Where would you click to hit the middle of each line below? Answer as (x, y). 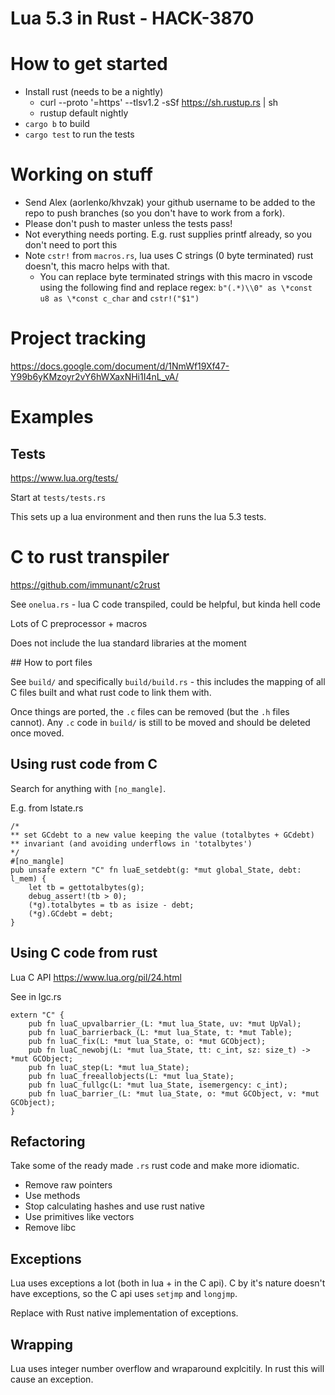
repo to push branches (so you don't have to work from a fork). (155, 213)
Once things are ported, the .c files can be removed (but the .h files (150, 711)
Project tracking (78, 338)
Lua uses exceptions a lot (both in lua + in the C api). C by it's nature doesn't (168, 1283)
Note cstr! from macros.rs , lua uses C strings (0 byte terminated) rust (169, 256)
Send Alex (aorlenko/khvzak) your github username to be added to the (170, 203)
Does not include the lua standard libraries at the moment (128, 643)
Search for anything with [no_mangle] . (88, 788)
